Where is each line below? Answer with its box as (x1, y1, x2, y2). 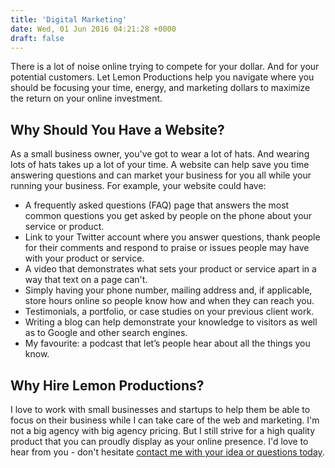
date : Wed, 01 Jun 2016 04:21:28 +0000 (10, 24, 177, 34)
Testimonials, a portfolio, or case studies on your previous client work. (24, 306, 315, 318)
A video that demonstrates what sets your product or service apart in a (24, 263, 317, 275)
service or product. (24, 221, 105, 233)
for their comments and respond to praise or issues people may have (24, 242, 310, 254)
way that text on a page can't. (24, 274, 148, 286)
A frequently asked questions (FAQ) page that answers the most (24, 199, 290, 211)
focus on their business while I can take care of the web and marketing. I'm (10, 414, 320, 426)
